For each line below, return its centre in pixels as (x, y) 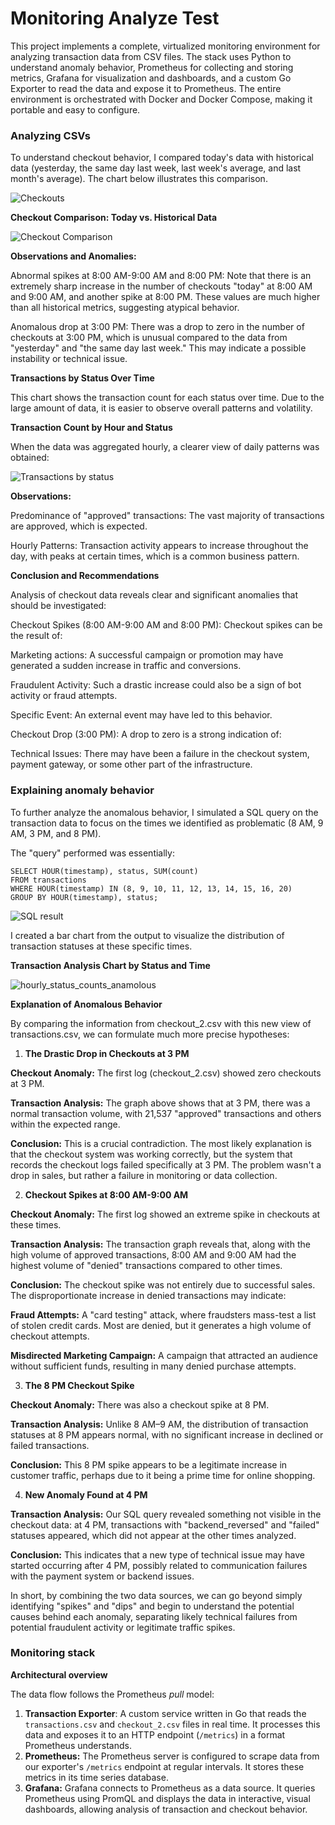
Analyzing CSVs (50, 135)
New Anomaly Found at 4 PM (86, 1494)
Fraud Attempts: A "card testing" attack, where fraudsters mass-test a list (163, 1314)
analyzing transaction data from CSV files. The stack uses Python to (151, 56)
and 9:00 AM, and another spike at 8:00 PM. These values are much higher (165, 297)
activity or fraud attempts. (64, 696)
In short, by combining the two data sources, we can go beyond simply (156, 1595)
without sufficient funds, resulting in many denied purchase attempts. (153, 1366)
